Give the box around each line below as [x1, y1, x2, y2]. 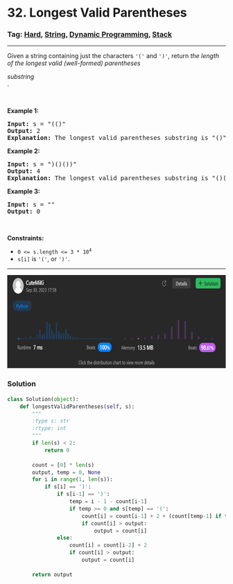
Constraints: [7, 234, 44, 242]
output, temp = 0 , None [32, 469, 101, 476]
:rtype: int [32, 425, 67, 432]
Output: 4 [7, 168, 40, 175]
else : [56, 535, 73, 542]
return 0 [44, 447, 70, 454]
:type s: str [32, 418, 70, 425]
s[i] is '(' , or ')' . [17, 255, 70, 263]
